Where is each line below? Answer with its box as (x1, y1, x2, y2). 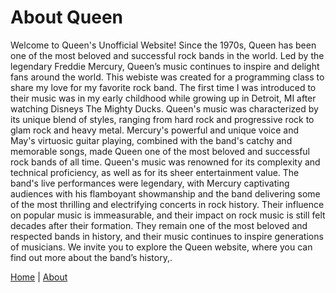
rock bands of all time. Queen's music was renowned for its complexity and (10, 156, 321, 168)
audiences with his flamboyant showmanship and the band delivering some (10, 187, 321, 200)
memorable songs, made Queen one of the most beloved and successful (10, 145, 311, 157)
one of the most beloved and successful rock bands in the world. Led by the (10, 49, 325, 61)
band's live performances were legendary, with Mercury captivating (10, 177, 290, 189)
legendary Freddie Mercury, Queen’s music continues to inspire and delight (10, 60, 320, 72)
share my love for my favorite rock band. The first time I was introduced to (10, 81, 317, 93)
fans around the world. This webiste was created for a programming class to (10, 71, 325, 83)
